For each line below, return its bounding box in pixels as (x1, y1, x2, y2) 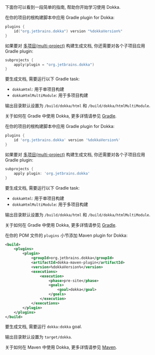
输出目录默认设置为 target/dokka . (5, 334, 72, 340)
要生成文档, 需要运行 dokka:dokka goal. (5, 324, 83, 330)
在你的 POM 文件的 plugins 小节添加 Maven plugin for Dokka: (5, 232, 128, 238)
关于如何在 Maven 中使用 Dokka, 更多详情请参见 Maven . (5, 344, 118, 350)
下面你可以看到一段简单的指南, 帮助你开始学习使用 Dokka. (5, 4, 121, 10)
